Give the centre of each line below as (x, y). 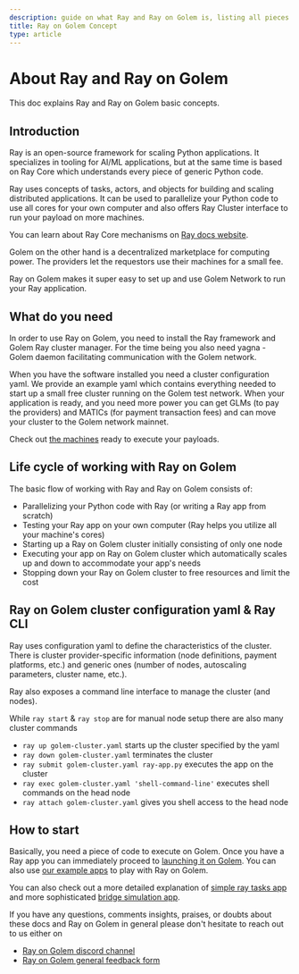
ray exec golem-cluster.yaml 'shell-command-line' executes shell (145, 783)
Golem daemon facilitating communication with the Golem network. (133, 357)
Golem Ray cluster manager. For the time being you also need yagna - (137, 347)
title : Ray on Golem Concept (63, 26)
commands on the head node (76, 793)
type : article (36, 34)
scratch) (37, 516)
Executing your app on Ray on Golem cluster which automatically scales (154, 553)
